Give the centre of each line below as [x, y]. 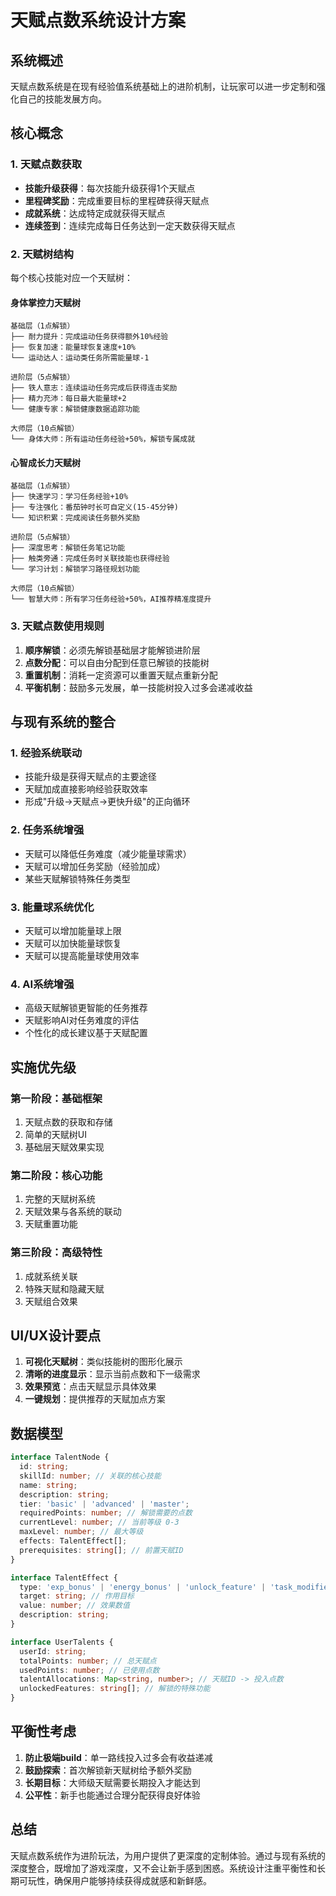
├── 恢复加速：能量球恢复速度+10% [73, 347]
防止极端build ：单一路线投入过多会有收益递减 [118, 1757]
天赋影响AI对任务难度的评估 [82, 1020]
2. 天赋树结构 [42, 254]
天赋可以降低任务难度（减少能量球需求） [108, 853]
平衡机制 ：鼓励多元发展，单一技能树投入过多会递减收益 [138, 687]
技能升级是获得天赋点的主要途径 [90, 777]
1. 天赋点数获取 [46, 164]
